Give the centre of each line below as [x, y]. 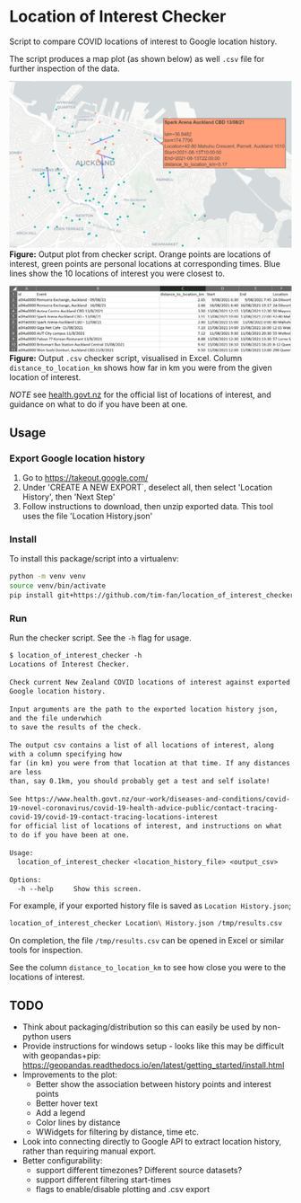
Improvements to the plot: [70, 1075]
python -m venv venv [48, 577]
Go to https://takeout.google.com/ [85, 478]
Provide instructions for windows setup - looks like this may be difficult [153, 1046]
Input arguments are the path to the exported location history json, [144, 710]
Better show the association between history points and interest [153, 1084]
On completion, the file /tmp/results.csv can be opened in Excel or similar [147, 941]
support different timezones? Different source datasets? [139, 1170]
